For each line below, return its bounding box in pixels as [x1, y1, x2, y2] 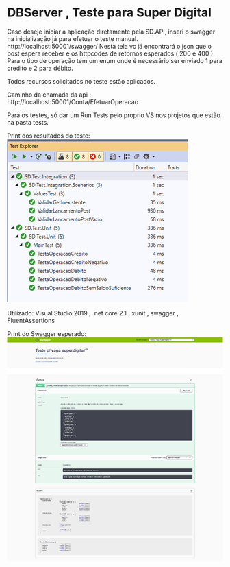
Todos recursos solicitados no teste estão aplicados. [7, 77, 156, 85]
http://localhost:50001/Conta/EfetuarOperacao [7, 97, 139, 106]
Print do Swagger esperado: [7, 329, 87, 337]
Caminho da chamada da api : [7, 91, 91, 99]
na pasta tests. [7, 118, 49, 126]
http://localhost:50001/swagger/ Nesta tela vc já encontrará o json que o [7, 42, 212, 50]
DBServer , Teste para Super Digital [7, 5, 212, 21]
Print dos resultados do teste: [7, 132, 90, 140]
